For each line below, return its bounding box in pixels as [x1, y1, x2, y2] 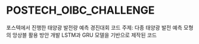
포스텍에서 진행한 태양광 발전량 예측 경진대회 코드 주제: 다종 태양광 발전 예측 [6, 24, 183, 31]
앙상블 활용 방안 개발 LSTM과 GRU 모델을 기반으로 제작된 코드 [12, 31, 157, 39]
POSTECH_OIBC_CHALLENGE [6, 4, 155, 17]
